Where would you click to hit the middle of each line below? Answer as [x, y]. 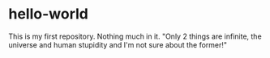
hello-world [49, 14]
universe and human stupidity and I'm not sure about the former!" [118, 44]
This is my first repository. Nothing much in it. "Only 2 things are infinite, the [135, 36]
